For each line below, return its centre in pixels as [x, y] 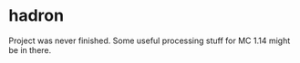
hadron [36, 16]
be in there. [30, 49]
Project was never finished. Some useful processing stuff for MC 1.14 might [150, 40]
